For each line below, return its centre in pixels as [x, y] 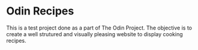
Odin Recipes [40, 11]
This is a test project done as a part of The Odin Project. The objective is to [99, 28]
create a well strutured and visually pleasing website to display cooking [95, 34]
